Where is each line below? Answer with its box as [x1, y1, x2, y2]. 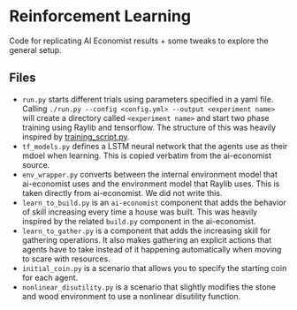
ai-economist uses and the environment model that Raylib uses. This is [21, 178, 280, 189]
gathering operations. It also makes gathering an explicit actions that [21, 234, 272, 245]
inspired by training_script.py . [21, 131, 130, 142]
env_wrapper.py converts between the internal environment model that [21, 169, 278, 179]
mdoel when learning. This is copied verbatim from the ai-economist [21, 150, 272, 161]
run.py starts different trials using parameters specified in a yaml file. [21, 94, 274, 104]
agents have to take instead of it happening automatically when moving [21, 244, 282, 254]
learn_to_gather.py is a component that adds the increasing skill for [21, 225, 271, 236]
